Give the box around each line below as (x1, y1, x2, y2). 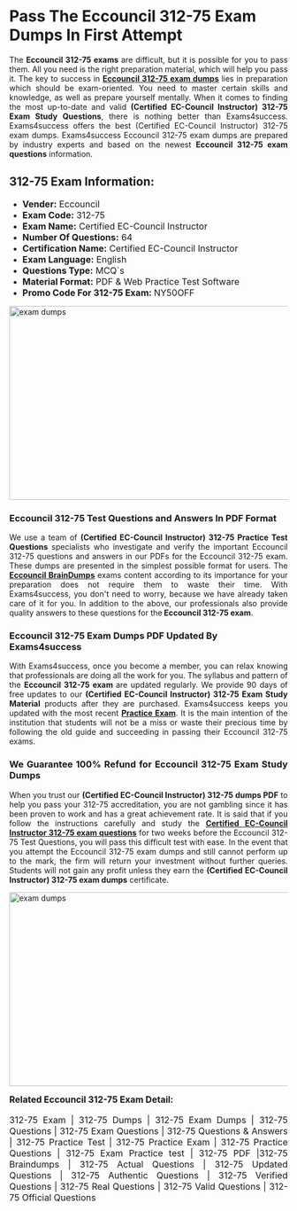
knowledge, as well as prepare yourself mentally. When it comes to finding (9, 91, 288, 103)
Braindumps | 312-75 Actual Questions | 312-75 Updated (9, 1158, 288, 1170)
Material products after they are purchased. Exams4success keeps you (9, 699, 288, 709)
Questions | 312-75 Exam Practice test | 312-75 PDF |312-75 (9, 1146, 288, 1159)
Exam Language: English (21, 253, 127, 265)
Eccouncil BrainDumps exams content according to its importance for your (9, 570, 288, 581)
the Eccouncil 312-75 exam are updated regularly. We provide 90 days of (9, 680, 288, 691)
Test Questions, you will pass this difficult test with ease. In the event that (20, 836, 288, 848)
